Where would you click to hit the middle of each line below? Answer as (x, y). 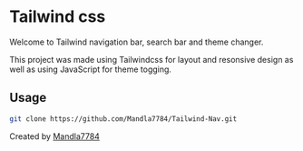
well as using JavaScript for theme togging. (91, 69)
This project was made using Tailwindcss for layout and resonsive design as (151, 59)
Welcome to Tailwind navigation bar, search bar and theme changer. (137, 42)
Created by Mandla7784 (54, 136)
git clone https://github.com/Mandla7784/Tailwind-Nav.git (123, 119)
